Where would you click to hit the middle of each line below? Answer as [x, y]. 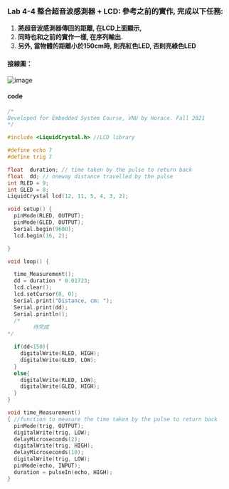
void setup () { [30, 209]
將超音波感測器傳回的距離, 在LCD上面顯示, [80, 28]
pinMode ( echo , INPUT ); [47, 466]
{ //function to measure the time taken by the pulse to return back [113, 419]
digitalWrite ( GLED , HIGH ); [60, 386]
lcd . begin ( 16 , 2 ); [41, 236]
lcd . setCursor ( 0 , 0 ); [46, 294]
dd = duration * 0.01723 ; [52, 281]
